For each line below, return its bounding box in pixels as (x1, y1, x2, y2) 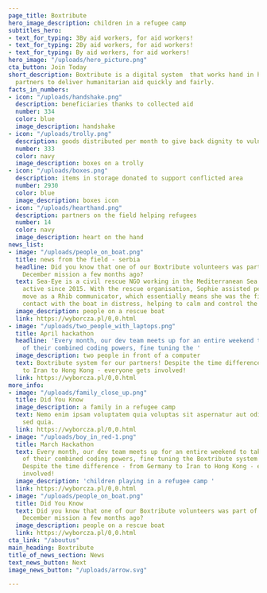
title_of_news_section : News (8, 551, 105, 559)
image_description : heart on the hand (15, 234, 145, 242)
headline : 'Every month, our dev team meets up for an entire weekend (15, 337, 254, 345)
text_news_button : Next (8, 558, 87, 567)
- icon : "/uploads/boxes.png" (8, 167, 109, 175)
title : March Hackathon (15, 440, 94, 448)
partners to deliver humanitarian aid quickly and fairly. (15, 78, 215, 86)
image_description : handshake (15, 122, 115, 130)
